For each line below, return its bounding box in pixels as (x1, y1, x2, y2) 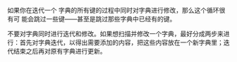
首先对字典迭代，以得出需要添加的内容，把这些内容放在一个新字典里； (19, 38, 224, 47)
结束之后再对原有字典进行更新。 (13, 47, 107, 55)
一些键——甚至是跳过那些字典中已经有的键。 (45, 15, 176, 23)
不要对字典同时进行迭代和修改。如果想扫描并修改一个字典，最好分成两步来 (7, 30, 224, 38)
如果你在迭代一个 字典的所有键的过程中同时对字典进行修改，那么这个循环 (7, 6, 219, 14)
